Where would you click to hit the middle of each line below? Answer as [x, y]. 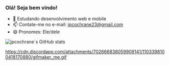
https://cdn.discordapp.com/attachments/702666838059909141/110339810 [85, 52]
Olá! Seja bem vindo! [31, 8]
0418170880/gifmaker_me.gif [36, 57]
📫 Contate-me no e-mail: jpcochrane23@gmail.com [68, 25]
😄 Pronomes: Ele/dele [36, 32]
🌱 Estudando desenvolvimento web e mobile [59, 19]
